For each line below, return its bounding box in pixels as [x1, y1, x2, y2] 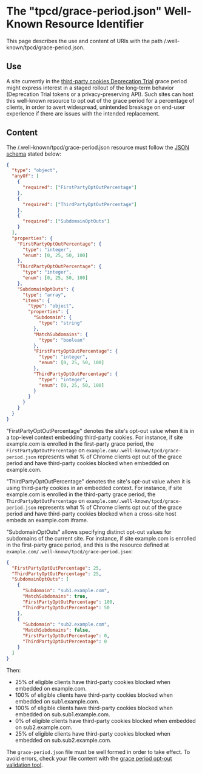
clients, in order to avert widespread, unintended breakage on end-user [6, 103, 185, 111]
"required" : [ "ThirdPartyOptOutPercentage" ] [22, 201, 137, 207]
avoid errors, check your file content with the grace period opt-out [6, 755, 172, 762]
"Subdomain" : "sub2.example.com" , [22, 621, 110, 627]
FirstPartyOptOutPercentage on [6, 446, 85, 454]
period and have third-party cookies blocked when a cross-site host [6, 510, 177, 517]
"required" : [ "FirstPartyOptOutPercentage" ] [22, 184, 137, 191]
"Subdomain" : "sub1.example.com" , [22, 588, 110, 594]
